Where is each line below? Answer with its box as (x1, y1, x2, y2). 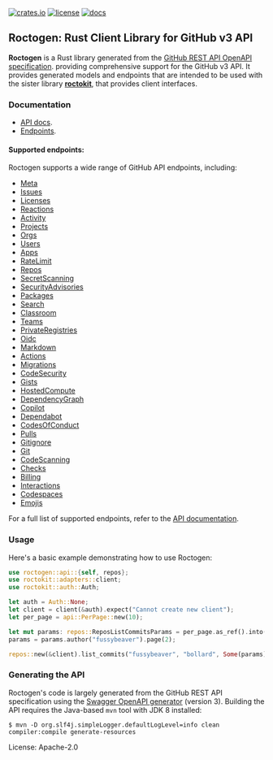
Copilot (19, 403, 45, 413)
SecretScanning (19, 273, 75, 284)
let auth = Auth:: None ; (8, 598, 89, 606)
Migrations (19, 360, 57, 370)
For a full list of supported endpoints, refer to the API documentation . (8, 514, 240, 523)
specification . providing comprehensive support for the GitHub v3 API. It (8, 61, 250, 71)
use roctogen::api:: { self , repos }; (8, 568, 129, 576)
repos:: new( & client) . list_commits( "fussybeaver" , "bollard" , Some (8, 650, 238, 658)
